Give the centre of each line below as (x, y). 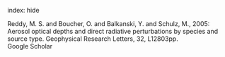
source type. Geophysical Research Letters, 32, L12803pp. (93, 39)
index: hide (24, 10)
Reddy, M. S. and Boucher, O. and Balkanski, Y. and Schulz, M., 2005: (109, 24)
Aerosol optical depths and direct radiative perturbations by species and (112, 31)
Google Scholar (30, 46)
